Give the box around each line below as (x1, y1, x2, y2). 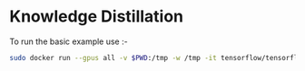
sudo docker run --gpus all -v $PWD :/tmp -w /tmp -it (9, 53, 218, 62)
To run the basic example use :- (9, 36, 129, 47)
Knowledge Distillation (9, 6, 184, 27)
